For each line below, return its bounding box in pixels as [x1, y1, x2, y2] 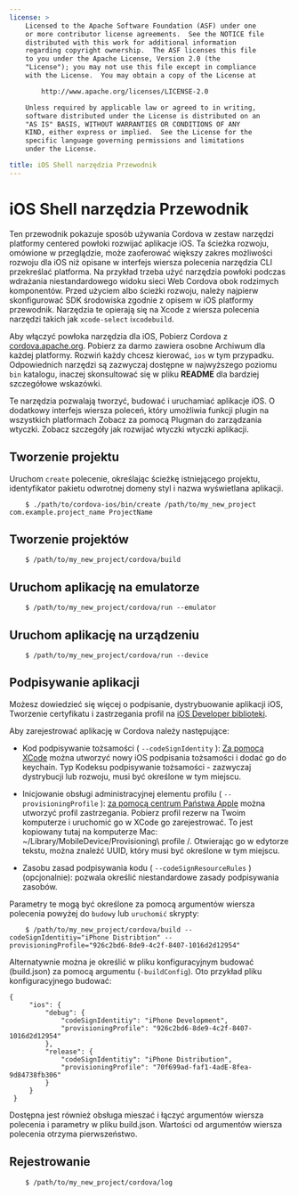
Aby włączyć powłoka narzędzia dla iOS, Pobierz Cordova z [9, 330, 229, 341]
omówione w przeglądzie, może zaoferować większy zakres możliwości [9, 247, 273, 258]
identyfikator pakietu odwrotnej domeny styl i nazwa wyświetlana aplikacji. [9, 483, 284, 493]
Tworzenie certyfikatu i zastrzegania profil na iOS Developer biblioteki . [9, 708, 268, 719]
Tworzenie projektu [9, 450, 120, 465]
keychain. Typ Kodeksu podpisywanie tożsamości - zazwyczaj [21, 761, 252, 772]
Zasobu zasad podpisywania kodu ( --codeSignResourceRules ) [21, 862, 252, 873]
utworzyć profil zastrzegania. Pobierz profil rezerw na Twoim [21, 807, 246, 818]
